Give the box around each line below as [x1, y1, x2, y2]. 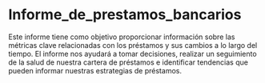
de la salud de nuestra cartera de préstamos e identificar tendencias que [8, 57, 248, 67]
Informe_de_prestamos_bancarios [8, 6, 242, 24]
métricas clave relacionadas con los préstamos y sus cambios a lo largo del [8, 40, 258, 49]
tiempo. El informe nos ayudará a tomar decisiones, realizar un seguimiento [8, 49, 258, 58]
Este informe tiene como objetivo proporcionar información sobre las [8, 32, 235, 41]
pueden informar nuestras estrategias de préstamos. [8, 65, 183, 75]
